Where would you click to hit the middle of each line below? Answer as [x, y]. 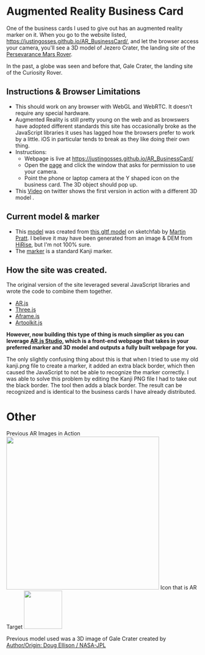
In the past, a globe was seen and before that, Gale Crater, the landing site [100, 66]
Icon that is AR [178, 588]
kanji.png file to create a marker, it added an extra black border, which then [101, 366]
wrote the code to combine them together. [59, 291]
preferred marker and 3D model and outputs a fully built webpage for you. [102, 347]
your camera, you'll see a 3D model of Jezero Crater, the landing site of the [101, 48]
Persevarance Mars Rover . [39, 54]
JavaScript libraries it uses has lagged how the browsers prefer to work [105, 132]
